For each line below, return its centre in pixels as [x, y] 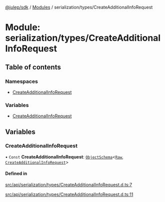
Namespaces [22, 81]
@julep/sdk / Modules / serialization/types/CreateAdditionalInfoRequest [79, 7]
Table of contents [33, 67]
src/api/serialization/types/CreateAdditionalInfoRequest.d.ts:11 [69, 194]
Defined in [16, 173]
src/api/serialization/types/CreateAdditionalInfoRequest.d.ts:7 [69, 185]
